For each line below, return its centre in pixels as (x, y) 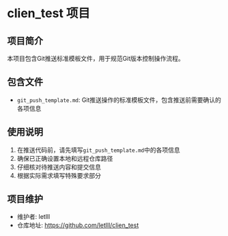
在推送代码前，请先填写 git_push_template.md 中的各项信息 (98, 150)
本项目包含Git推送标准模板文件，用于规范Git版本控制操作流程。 (96, 58)
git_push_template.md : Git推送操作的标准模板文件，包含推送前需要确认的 (119, 100)
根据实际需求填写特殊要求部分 (59, 175)
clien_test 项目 (49, 13)
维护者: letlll (33, 217)
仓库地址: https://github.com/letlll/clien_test (78, 225)
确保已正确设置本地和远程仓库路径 (65, 158)
